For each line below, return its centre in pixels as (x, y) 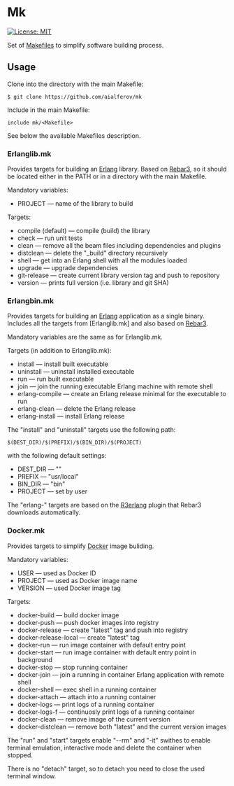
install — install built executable (63, 364)
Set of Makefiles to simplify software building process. (86, 45)
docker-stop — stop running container (72, 667)
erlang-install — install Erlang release (71, 416)
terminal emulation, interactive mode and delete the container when (104, 748)
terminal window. (32, 776)
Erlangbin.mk (31, 300)
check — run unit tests (50, 238)
